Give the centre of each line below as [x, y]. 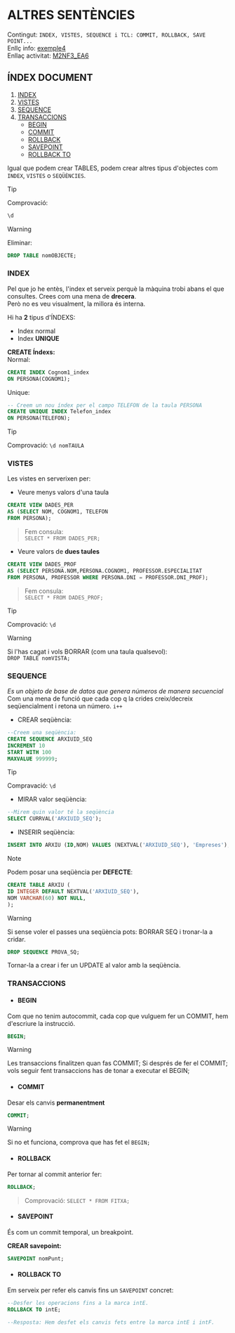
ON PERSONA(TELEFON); [39, 418]
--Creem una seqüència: [42, 733]
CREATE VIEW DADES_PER [40, 505]
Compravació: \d [32, 786]
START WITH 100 [29, 752]
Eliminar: [20, 242]
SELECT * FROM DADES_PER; [62, 539]
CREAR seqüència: [45, 720]
